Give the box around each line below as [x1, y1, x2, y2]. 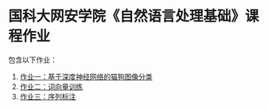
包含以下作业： [8, 55, 57, 64]
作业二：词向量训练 [19, 81, 84, 91]
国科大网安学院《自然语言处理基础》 [8, 7, 246, 25]
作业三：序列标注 [19, 91, 76, 101]
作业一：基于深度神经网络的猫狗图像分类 [19, 72, 153, 81]
